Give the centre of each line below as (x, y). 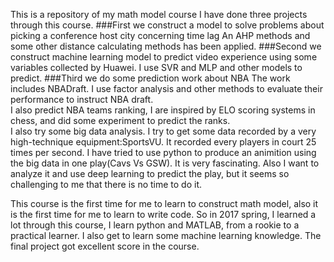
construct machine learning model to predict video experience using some (164, 57)
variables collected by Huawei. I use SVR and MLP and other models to (156, 67)
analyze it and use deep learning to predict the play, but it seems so (150, 173)
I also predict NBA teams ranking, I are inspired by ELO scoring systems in (163, 110)
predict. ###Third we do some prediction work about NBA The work (150, 78)
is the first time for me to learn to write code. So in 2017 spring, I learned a (163, 214)
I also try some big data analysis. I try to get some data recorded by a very (163, 131)
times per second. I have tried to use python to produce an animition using (163, 152)
